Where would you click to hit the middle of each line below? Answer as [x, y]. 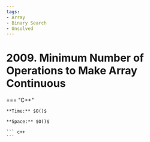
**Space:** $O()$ [28, 122]
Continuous [36, 84]
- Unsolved [20, 28]
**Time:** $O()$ [26, 111]
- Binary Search [26, 23]
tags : [13, 12]
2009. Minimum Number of [75, 58]
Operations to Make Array [72, 71]
